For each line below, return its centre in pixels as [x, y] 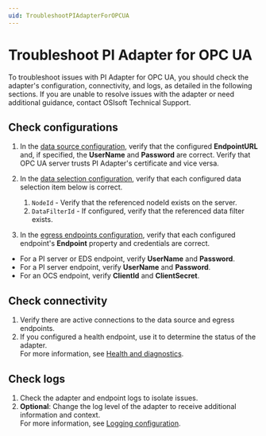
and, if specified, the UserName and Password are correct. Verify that [135, 155]
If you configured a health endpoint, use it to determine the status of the [138, 337]
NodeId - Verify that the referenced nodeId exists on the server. [134, 203]
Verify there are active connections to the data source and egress [127, 320]
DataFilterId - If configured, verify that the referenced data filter [138, 211]
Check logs [37, 379]
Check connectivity [58, 300]
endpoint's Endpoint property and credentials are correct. [115, 243]
